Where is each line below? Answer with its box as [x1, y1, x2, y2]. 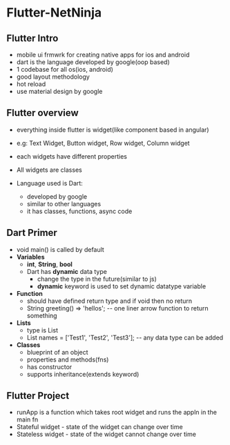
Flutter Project [6, 390, 70, 402]
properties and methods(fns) [26, 355, 109, 364]
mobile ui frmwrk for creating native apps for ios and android [16, 50, 190, 59]
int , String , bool [26, 260, 73, 268]
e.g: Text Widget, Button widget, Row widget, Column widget [16, 139, 191, 147]
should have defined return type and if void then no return [26, 297, 193, 305]
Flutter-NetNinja [6, 5, 102, 21]
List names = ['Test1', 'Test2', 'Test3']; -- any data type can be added [26, 333, 224, 342]
